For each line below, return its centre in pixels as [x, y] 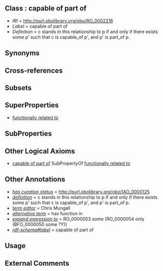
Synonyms [22, 53]
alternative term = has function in [47, 213]
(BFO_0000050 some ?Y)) [40, 224]
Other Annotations [35, 179]
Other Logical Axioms [40, 151]
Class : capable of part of [46, 8]
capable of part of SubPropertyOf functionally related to [71, 163]
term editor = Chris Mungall [41, 208]
